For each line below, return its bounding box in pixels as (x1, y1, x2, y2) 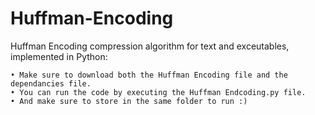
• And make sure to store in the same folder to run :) (10, 96, 248, 106)
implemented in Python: (10, 50, 108, 62)
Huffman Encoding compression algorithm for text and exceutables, (10, 40, 290, 52)
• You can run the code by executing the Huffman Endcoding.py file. (10, 87, 307, 97)
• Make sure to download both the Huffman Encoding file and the (10, 70, 288, 80)
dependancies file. (10, 78, 92, 89)
